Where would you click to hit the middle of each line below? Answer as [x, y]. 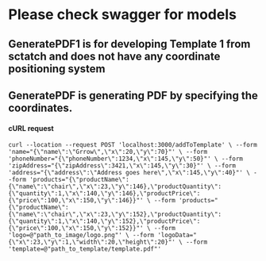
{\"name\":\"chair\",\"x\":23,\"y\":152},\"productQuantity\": [115, 215]
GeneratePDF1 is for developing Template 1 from [129, 44]
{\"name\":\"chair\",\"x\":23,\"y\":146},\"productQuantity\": [115, 187]
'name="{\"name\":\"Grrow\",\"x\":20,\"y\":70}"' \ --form [108, 152]
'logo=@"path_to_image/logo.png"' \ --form [81, 236]
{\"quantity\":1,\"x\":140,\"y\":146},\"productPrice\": [104, 194]
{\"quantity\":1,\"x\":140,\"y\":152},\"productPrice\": [104, 221]
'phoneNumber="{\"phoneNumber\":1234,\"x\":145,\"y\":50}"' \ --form [126, 159]
